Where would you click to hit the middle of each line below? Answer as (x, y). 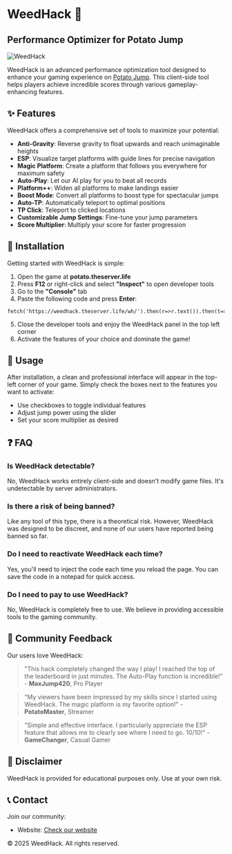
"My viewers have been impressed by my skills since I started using (120, 697)
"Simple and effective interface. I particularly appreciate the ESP (116, 725)
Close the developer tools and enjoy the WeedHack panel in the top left (118, 324)
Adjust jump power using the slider (67, 413)
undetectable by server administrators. (62, 488)
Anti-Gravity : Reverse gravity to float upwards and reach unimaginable (118, 143)
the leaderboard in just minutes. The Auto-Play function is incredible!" (123, 676)
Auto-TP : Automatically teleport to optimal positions (91, 202)
